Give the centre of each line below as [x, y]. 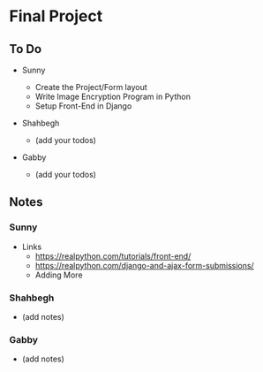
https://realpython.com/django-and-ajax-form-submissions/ [144, 265]
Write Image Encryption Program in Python [113, 96]
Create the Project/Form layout [91, 87]
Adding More [59, 275]
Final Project [56, 16]
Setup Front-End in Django [83, 106]
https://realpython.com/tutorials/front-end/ [113, 256]
